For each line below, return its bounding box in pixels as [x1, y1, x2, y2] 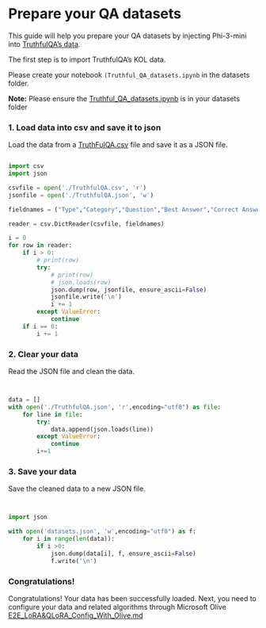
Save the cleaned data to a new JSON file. [8, 484, 146, 493]
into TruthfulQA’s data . [8, 39, 81, 48]
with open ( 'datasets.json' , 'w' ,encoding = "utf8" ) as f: [8, 527, 196, 535]
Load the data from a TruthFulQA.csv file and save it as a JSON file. [8, 140, 228, 150]
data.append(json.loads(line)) [50, 425, 154, 433]
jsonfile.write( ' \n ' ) [50, 293, 123, 301]
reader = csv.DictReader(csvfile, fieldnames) [8, 219, 165, 228]
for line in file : [22, 410, 83, 418]
